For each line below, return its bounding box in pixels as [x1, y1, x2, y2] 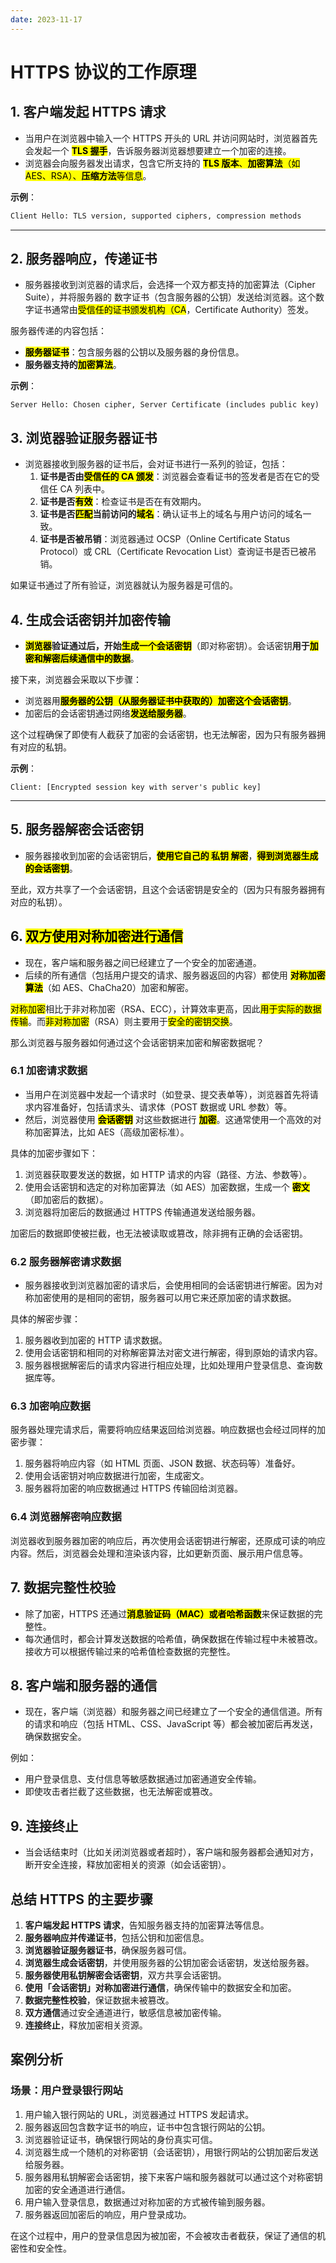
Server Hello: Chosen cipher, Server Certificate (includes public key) [10, 400, 320, 410]
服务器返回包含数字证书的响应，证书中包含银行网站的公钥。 [24, 2121, 271, 2133]
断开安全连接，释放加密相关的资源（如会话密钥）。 [24, 1859, 232, 1871]
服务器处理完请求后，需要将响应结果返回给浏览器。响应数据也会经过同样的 [10, 1424, 317, 1436]
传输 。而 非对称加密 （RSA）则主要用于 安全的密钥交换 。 [10, 1015, 238, 1027]
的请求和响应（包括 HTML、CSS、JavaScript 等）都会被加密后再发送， [24, 1718, 319, 1730]
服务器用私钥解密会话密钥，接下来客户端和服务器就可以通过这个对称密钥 [24, 2171, 323, 2183]
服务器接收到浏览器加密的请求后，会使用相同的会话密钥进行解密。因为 [24, 1279, 315, 1291]
